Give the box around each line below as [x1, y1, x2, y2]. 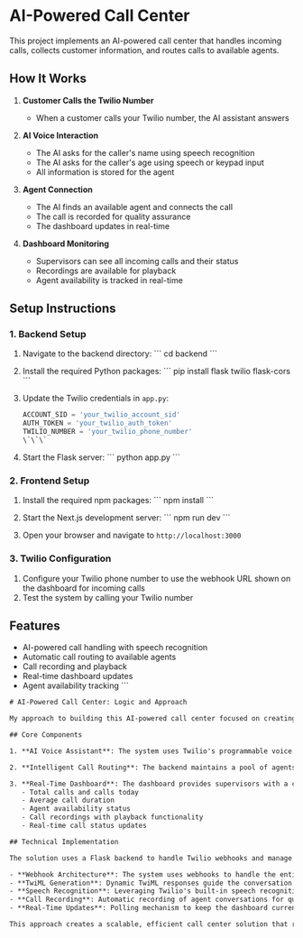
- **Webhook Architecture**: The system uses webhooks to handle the [9, 869, 277, 879]
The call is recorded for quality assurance [35, 211, 191, 222]
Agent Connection [22, 184, 93, 195]
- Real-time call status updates [21, 822, 147, 831]
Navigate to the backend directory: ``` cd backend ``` [22, 348, 218, 359]
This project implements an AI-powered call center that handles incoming [9, 35, 282, 46]
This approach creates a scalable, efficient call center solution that [9, 920, 289, 929]
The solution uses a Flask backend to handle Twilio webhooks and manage [9, 853, 293, 862]
